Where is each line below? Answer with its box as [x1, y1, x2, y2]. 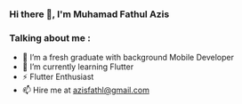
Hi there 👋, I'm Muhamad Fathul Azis [9, 8, 170, 20]
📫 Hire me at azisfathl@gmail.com [21, 84, 149, 96]
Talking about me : [9, 31, 91, 44]
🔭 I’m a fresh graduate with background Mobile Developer [21, 52, 234, 63]
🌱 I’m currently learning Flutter [21, 61, 134, 72]
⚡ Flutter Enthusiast [21, 71, 94, 83]
